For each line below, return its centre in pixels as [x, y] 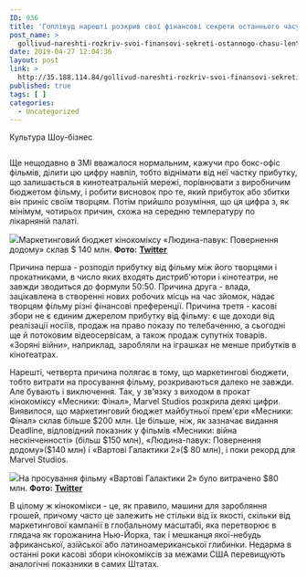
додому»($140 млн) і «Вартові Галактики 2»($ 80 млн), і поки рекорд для [153, 450]
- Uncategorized [48, 111]
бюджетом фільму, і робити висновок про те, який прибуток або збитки [150, 192]
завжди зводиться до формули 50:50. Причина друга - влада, [130, 287]
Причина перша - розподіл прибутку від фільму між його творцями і [143, 268]
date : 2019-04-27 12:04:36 [61, 52]
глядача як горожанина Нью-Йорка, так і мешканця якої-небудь [136, 535]
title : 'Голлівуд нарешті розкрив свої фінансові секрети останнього [145, 26]
